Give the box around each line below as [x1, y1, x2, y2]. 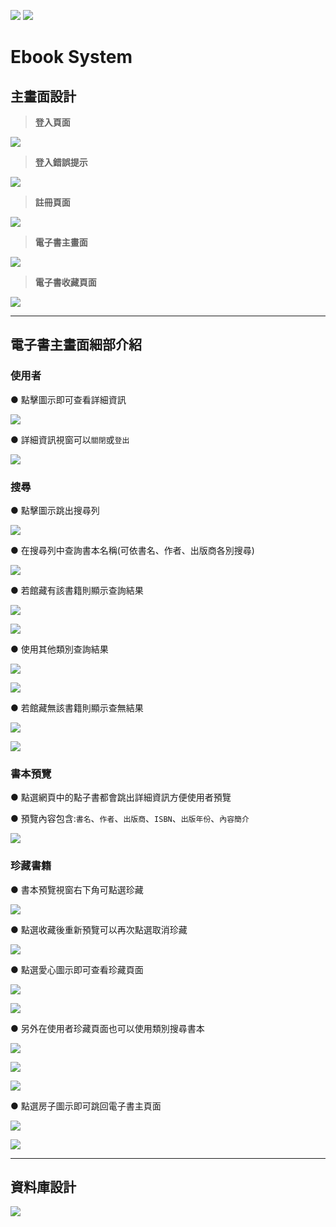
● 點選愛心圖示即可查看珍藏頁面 [10, 963, 144, 975]
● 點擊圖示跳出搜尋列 [10, 504, 100, 516]
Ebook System [10, 46, 133, 69]
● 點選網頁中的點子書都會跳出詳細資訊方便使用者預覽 [10, 791, 232, 804]
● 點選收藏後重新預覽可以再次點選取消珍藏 [10, 923, 188, 935]
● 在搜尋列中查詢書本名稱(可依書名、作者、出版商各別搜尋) [10, 544, 255, 556]
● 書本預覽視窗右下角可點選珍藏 [10, 883, 144, 895]
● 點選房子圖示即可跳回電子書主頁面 [10, 1100, 162, 1112]
